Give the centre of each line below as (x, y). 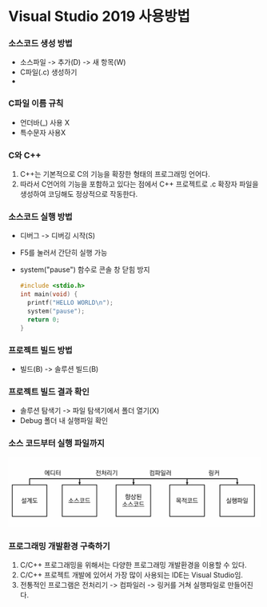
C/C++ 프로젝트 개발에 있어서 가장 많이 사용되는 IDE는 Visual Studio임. (132, 575)
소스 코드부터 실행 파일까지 (57, 443)
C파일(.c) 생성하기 (48, 72)
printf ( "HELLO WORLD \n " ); (70, 303)
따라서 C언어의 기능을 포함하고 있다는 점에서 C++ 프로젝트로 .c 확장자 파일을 (139, 184)
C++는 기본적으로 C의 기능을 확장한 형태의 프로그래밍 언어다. (115, 174)
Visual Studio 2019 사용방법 (99, 16)
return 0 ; (44, 319)
